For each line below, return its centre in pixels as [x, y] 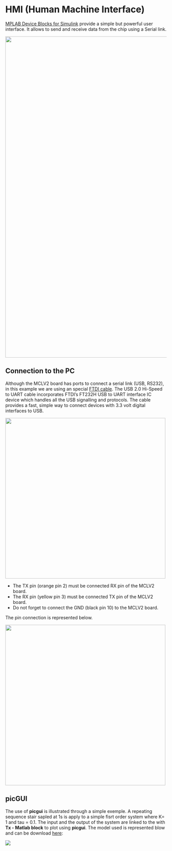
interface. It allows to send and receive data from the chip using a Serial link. [86, 29]
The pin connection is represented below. [49, 617]
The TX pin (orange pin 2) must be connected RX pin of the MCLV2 [83, 586]
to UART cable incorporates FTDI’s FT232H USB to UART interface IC [79, 394]
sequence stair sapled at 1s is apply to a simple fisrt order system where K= [85, 817]
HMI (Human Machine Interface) [75, 10]
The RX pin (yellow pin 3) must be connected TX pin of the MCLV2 [83, 597]
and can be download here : [34, 833]
